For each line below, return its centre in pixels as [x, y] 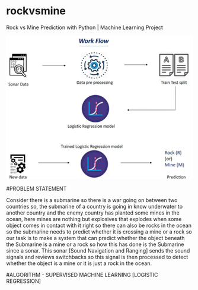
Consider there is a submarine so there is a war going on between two [92, 200]
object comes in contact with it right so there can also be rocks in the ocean [99, 226]
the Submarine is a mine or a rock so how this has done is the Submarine [95, 244]
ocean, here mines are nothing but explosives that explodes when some [94, 219]
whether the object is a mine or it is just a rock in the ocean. [79, 263]
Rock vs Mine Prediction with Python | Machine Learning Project [84, 27]
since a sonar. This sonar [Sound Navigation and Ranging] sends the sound [98, 251]
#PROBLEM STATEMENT [36, 189]
